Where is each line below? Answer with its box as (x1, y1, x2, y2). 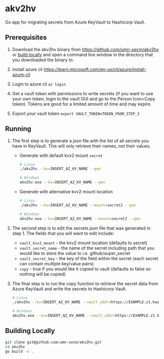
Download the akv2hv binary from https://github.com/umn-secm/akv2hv (12, 46, 159, 52)
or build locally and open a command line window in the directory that (12, 51, 153, 57)
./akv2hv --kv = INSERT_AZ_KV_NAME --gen (19, 166, 101, 172)
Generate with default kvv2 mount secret (19, 153, 103, 158)
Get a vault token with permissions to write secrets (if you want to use (12, 90, 153, 96)
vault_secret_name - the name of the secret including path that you (19, 245, 155, 251)
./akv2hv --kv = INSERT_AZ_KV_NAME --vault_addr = (12, 300, 111, 305)
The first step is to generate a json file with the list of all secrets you (12, 138, 149, 144)
